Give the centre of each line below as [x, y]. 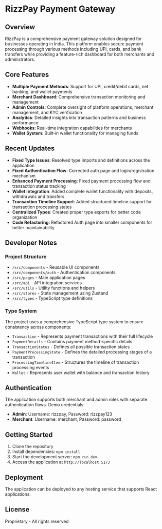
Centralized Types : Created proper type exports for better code [76, 212]
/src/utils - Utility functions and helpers [54, 288]
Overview [20, 27]
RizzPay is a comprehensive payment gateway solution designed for [73, 39]
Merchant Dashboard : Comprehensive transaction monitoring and [79, 97]
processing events [31, 367]
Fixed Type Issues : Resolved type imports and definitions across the [81, 160]
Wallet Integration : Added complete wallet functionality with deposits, [82, 191]
